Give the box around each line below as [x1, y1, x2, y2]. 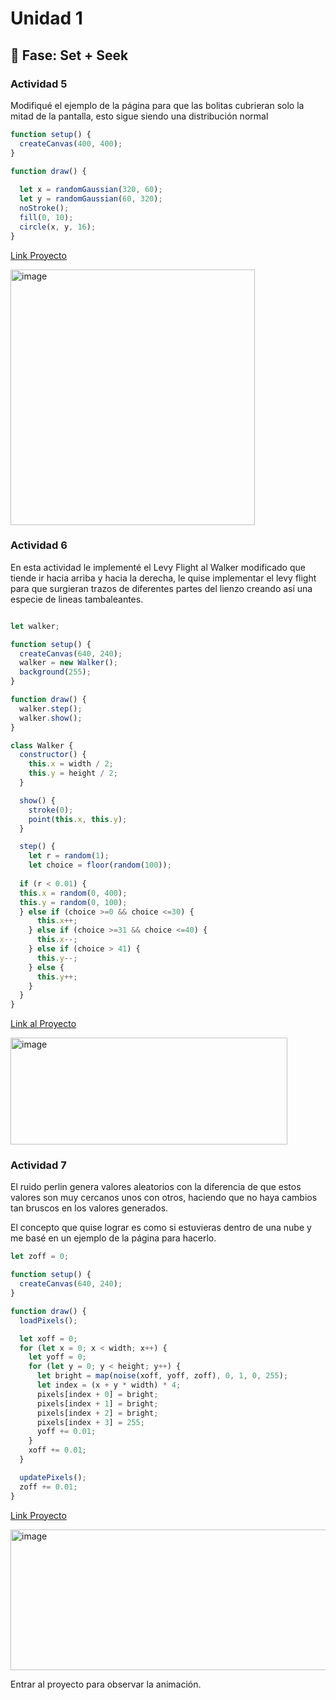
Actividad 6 [10, 538, 68, 552]
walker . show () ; [19, 713, 83, 723]
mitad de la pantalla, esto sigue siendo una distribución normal [10, 110, 269, 122]
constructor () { [19, 750, 87, 760]
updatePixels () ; [19, 1472, 87, 1482]
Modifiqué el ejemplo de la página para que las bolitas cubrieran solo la [10, 99, 305, 111]
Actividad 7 [10, 1158, 67, 1172]
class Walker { [10, 740, 74, 751]
